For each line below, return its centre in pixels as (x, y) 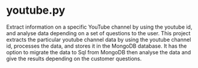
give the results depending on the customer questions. (74, 58)
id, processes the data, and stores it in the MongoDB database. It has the (97, 46)
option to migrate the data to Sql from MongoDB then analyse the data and (99, 52)
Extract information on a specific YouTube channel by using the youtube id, (99, 27)
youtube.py (36, 10)
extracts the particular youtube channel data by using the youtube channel (99, 39)
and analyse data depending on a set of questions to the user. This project (98, 33)
